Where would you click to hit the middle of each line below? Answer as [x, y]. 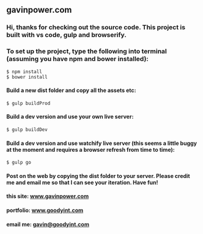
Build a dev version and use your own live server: [70, 117]
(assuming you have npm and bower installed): [77, 59]
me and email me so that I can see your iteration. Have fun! [82, 182]
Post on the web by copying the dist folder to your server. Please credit [98, 175]
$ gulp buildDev [27, 130]
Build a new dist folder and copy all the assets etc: [71, 90]
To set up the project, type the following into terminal [87, 51]
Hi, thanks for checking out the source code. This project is [96, 27]
